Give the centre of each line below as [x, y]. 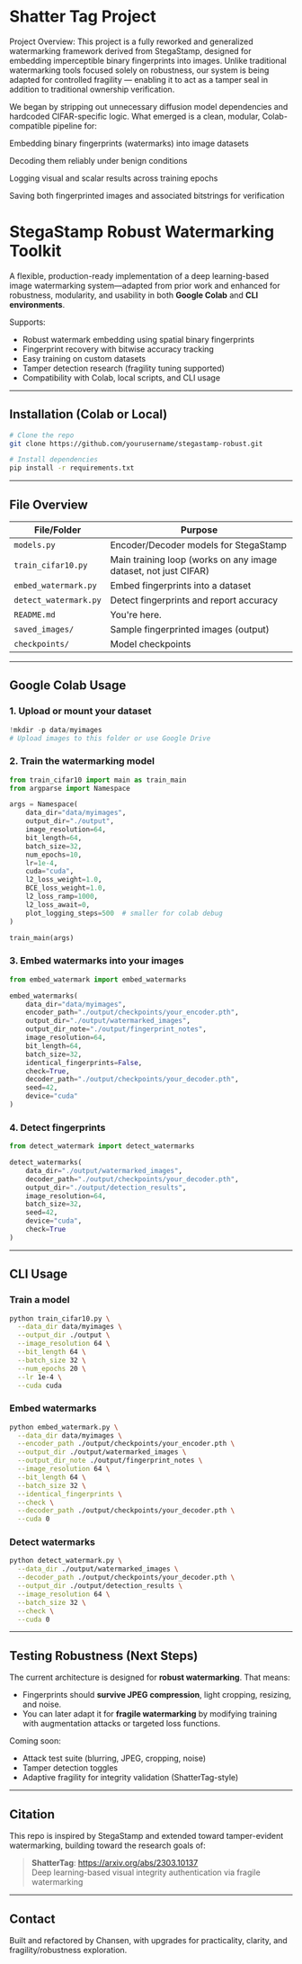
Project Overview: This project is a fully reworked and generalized [131, 41]
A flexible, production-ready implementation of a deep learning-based [139, 275]
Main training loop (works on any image [194, 560]
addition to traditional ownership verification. [92, 89]
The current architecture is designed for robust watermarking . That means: [150, 1677]
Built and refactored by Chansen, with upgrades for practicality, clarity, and [148, 1940]
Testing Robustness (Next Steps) [104, 1656]
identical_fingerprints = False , [84, 1063]
